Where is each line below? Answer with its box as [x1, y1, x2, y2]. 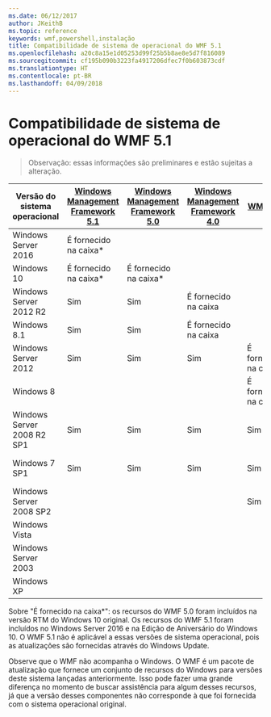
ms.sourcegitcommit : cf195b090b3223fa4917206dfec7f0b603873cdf [8, 57, 226, 65]
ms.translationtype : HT [8, 65, 89, 73]
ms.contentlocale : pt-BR [8, 72, 92, 80]
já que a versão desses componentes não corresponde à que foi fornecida [8, 691, 256, 701]
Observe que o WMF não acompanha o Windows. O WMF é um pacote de [8, 656, 255, 666]
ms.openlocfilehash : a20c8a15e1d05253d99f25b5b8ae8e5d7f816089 [8, 49, 226, 57]
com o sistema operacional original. [8, 699, 127, 709]
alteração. [27, 166, 62, 176]
